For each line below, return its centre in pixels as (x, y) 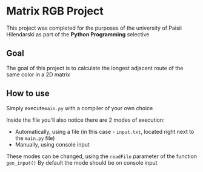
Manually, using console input (52, 144)
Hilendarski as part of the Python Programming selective (78, 34)
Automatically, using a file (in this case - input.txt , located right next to (105, 131)
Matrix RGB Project (55, 11)
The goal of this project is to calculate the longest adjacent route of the (95, 68)
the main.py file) (35, 138)
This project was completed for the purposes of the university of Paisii (94, 28)
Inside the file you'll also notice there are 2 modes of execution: (85, 120)
